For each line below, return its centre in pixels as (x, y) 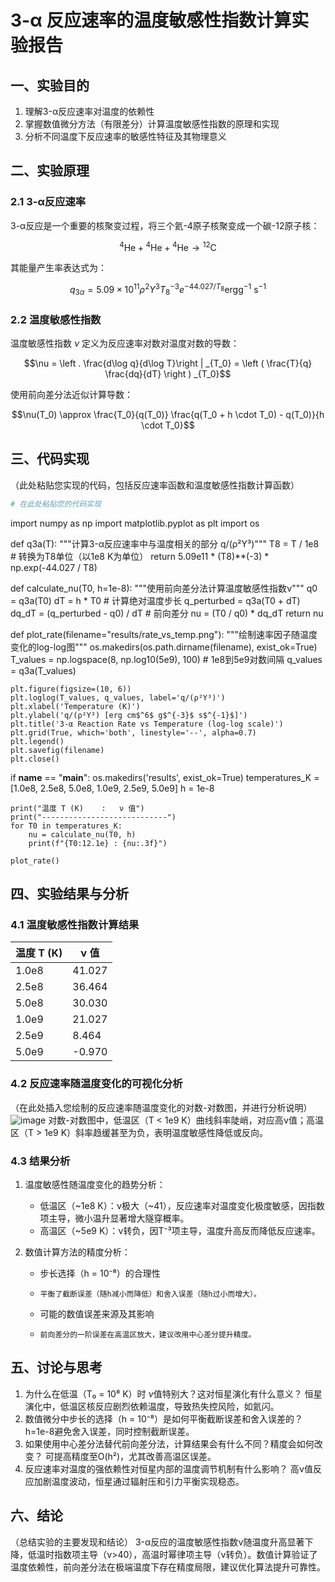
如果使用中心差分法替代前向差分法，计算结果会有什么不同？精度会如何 (169, 1443)
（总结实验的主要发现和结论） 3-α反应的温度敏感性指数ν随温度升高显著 (157, 1542)
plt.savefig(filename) (57, 750)
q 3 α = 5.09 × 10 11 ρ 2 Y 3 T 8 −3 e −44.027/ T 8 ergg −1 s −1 (168, 290)
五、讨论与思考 (56, 1367)
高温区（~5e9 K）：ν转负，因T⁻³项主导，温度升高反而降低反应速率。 (180, 1231)
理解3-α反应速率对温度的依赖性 (89, 111)
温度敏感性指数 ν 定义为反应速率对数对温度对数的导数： (125, 343)
